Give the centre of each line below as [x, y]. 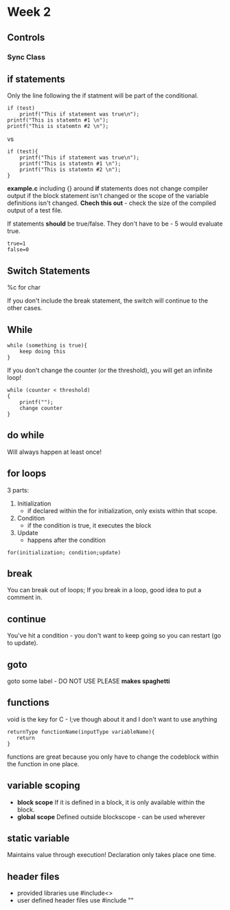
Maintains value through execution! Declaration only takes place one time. [112, 855]
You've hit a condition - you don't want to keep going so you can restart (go [114, 636]
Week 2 [29, 12]
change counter [41, 408]
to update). [23, 643]
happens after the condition [67, 540]
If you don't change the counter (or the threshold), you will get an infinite [110, 370]
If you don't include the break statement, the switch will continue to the [107, 301]
